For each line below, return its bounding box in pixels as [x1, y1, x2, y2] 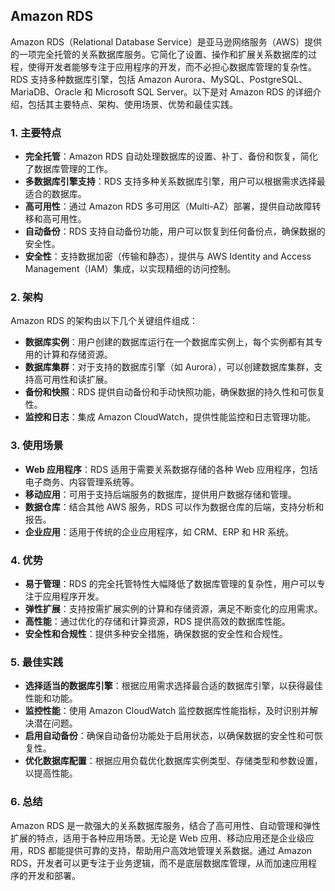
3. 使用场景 [10, 439, 64, 453]
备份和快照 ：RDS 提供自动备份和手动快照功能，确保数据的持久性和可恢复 [24, 386, 326, 398]
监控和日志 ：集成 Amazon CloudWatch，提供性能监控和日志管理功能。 [24, 411, 317, 423]
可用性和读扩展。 [42, 374, 113, 386]
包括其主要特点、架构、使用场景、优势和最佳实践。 [27, 98, 238, 110]
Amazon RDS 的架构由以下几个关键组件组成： [10, 315, 198, 327]
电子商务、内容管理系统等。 [24, 475, 140, 488]
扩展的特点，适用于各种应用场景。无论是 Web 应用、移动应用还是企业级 [10, 832, 306, 844]
